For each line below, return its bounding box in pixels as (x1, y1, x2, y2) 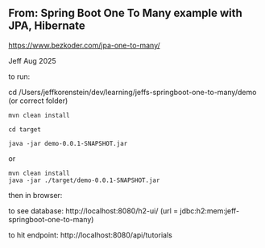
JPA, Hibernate (8, 19, 86, 33)
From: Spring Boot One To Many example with (8, 6, 243, 20)
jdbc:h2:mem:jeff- (180, 205, 240, 216)
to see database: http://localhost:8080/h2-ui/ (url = (8, 205, 179, 216)
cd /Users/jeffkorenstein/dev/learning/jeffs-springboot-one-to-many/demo (8, 87, 257, 97)
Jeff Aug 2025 (8, 56, 56, 65)
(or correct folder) (8, 96, 68, 105)
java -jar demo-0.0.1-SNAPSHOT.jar (8, 139, 128, 147)
